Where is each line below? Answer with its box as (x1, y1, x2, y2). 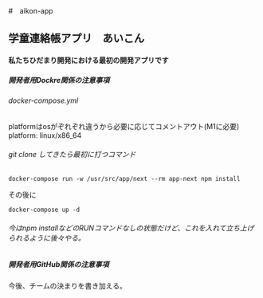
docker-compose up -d (8, 206, 80, 214)
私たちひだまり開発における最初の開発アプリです (8, 55, 169, 65)
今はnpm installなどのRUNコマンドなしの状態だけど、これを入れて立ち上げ (8, 223, 254, 233)
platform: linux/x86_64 (8, 130, 82, 140)
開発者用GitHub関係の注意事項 (8, 259, 109, 269)
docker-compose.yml (8, 96, 79, 105)
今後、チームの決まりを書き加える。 (8, 281, 128, 291)
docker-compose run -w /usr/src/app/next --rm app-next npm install (8, 174, 241, 182)
